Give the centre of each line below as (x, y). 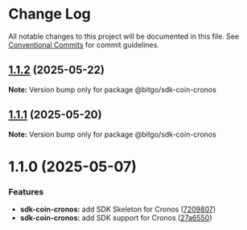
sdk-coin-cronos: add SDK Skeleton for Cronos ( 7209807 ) (118, 209)
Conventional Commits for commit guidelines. (84, 44)
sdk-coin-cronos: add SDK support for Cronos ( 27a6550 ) (116, 218)
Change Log (49, 14)
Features (26, 191)
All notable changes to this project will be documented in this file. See (124, 36)
